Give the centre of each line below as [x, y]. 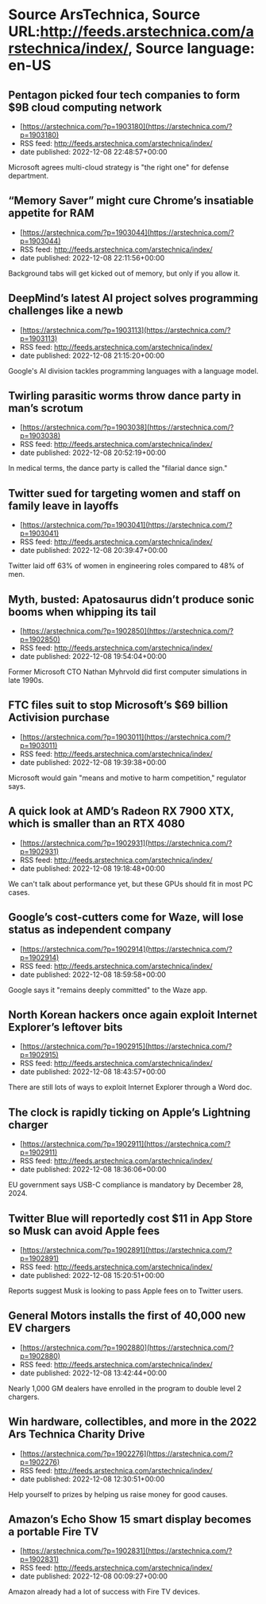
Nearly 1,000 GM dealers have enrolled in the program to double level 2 [125, 1388]
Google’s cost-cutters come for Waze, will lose [126, 918]
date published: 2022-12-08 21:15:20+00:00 [92, 355]
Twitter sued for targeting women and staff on [124, 493]
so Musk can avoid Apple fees [84, 1231]
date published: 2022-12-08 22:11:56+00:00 [92, 257]
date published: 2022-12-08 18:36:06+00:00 [93, 1170]
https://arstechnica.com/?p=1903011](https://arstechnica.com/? [127, 737]
